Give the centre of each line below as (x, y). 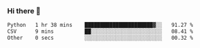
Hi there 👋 (24, 11)
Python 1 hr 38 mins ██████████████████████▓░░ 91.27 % (100, 25)
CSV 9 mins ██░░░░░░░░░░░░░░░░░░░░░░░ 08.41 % (100, 32)
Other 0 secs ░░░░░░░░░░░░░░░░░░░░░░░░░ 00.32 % (100, 38)
